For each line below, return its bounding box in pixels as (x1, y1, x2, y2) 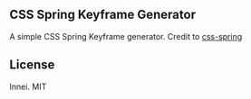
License (9, 58, 55, 73)
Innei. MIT (9, 81, 47, 92)
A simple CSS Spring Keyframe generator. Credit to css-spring (9, 31, 243, 41)
